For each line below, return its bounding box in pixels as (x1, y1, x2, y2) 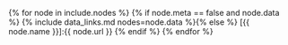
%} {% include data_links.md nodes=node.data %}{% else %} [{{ (8, 17, 250, 27)
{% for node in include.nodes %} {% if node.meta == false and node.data (8, 8, 280, 18)
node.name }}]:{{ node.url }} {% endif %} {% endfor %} (8, 26, 214, 36)
